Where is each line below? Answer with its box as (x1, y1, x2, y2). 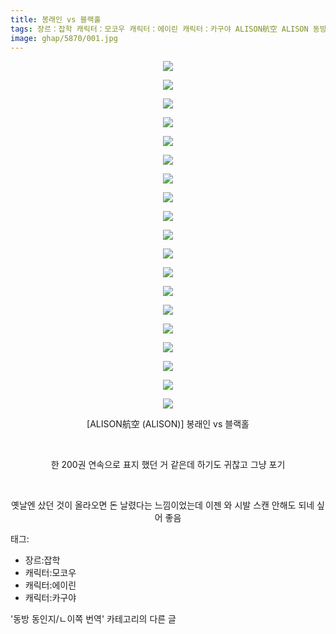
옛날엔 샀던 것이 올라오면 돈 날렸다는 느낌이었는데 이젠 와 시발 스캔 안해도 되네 (11, 499, 315, 511)
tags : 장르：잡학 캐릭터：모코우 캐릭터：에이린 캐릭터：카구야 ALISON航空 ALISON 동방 (10, 24, 327, 34)
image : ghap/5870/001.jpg (10, 33, 118, 43)
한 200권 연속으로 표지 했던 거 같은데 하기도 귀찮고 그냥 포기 (50, 459, 286, 471)
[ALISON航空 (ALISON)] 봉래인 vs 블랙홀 (86, 418, 250, 430)
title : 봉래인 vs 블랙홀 (10, 14, 102, 25)
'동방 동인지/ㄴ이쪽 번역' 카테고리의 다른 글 (10, 613, 177, 625)
